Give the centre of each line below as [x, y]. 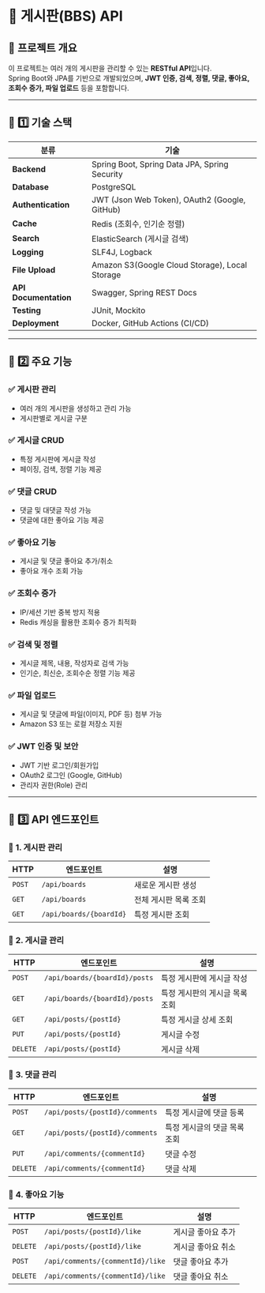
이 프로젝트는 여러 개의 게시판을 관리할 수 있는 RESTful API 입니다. [110, 68]
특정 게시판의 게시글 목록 [204, 993]
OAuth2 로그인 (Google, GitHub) [71, 775]
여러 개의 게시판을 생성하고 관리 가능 [75, 408]
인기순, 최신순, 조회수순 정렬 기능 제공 [77, 673]
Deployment [35, 323]
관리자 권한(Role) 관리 [54, 785]
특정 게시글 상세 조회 [197, 1020]
